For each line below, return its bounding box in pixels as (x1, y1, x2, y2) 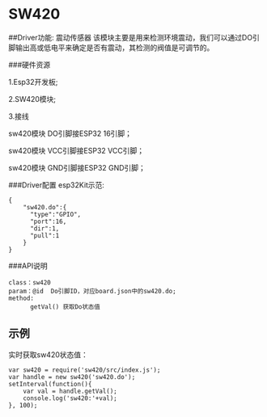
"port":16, (29, 217, 67, 225)
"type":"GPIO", (29, 210, 82, 218)
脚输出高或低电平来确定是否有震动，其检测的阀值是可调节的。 (8, 42, 214, 53)
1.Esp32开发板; (8, 77, 58, 86)
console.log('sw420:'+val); (23, 394, 117, 402)
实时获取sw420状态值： (8, 349, 89, 360)
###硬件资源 (8, 60, 51, 69)
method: (8, 294, 35, 302)
